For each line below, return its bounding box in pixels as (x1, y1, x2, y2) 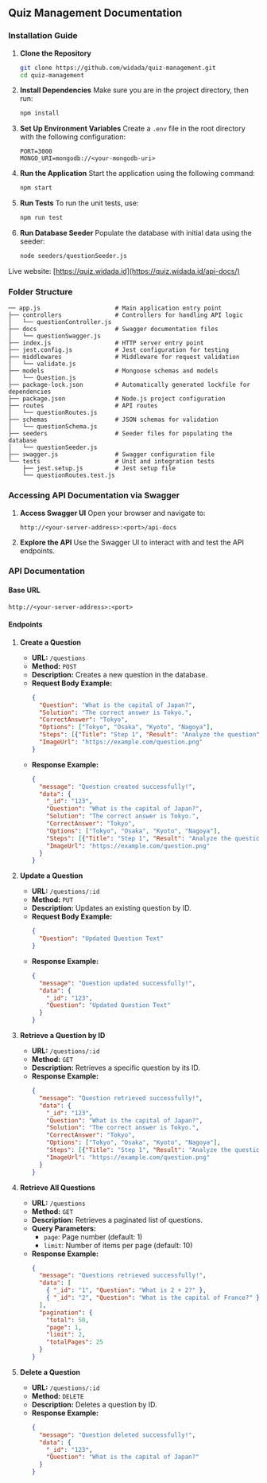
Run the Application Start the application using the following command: (19, 169, 256, 178)
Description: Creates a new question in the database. (31, 669, 208, 679)
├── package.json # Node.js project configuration (8, 395, 226, 403)
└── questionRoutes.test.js (22, 471, 115, 480)
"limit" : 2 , (46, 1331, 86, 1339)
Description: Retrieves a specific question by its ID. (31, 1063, 201, 1073)
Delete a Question (19, 1367, 81, 1376)
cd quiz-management (19, 71, 85, 79)
